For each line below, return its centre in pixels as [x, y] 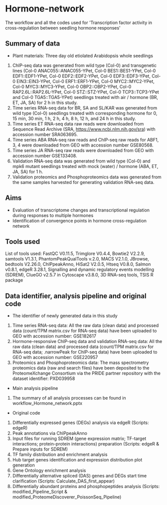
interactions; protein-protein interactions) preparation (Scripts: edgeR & [86, 444]
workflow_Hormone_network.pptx [47, 403]
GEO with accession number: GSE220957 [55, 357]
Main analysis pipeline [35, 388]
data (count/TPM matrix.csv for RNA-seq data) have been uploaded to [84, 331]
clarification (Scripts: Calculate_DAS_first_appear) [64, 481]
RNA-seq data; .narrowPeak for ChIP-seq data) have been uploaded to [85, 352]
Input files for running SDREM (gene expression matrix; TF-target [79, 438]
